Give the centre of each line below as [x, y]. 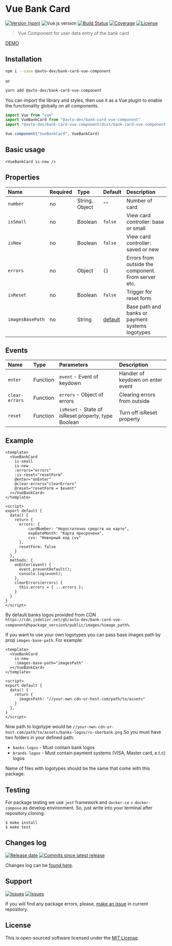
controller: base [145, 221]
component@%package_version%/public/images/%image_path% [67, 625]
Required [61, 192]
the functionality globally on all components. [52, 105]
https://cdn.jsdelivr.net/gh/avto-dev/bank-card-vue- [64, 620]
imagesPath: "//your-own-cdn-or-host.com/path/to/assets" [82, 699]
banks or [137, 313]
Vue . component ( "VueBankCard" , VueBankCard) [52, 134]
